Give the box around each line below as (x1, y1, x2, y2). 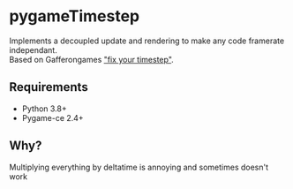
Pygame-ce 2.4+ (21, 112, 84, 123)
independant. (9, 44, 57, 55)
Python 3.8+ (21, 103, 68, 114)
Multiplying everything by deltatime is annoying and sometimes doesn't (9, 162, 269, 172)
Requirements (9, 79, 88, 94)
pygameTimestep (9, 6, 139, 26)
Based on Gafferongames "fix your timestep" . (9, 54, 174, 64)
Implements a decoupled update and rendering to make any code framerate (9, 35, 285, 46)
